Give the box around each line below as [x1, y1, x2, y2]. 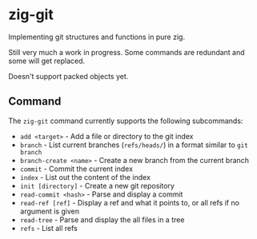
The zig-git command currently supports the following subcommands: [8, 116, 243, 125]
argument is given [19, 206, 80, 216]
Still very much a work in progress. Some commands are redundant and [8, 47, 246, 57]
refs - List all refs [19, 223, 78, 233]
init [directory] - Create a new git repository [19, 181, 175, 190]
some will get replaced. [8, 56, 86, 66]
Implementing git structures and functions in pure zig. [8, 32, 186, 42]
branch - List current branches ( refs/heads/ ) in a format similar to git [19, 140, 248, 149]
